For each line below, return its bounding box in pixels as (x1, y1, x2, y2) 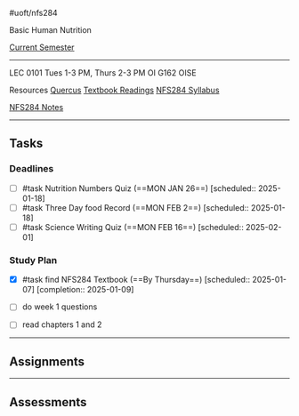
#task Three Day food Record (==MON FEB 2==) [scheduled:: (21, 202, 249, 212)
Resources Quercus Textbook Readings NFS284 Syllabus (9, 84, 220, 95)
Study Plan (9, 253, 58, 266)
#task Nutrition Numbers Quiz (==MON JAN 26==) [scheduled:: (21, 182, 256, 194)
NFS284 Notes (9, 102, 64, 112)
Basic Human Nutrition (9, 25, 92, 35)
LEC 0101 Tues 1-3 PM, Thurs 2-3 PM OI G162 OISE (9, 68, 198, 78)
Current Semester (9, 42, 75, 52)
